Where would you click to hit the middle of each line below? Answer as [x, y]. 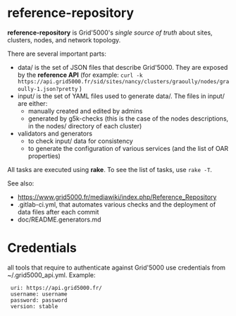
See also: [21, 183]
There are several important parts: [57, 54]
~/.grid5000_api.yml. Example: [51, 275]
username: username [39, 294]
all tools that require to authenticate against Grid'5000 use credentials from [117, 267]
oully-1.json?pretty [48, 89]
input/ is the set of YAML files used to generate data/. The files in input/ [121, 96]
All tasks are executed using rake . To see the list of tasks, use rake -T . [110, 169]
